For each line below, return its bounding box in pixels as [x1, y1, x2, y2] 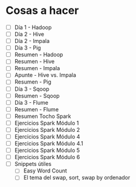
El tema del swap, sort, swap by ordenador [23, 174, 131, 182]
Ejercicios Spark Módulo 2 [14, 126, 80, 133]
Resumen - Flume [14, 105, 59, 113]
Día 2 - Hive [14, 31, 45, 38]
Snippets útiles [14, 160, 52, 168]
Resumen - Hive [14, 58, 55, 65]
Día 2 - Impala [14, 38, 50, 45]
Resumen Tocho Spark [14, 113, 71, 120]
